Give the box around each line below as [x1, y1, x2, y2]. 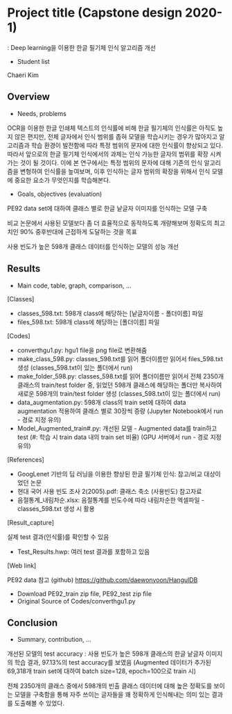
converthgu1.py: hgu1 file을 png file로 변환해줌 [17, 346, 148, 354]
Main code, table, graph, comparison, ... [17, 281, 132, 290]
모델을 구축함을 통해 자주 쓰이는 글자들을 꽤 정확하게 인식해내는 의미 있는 [14, 690, 211, 699]
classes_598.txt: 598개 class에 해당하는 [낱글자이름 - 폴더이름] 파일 [17, 309, 204, 317]
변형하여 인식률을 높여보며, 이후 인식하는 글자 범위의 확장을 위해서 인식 [19, 167, 211, 175]
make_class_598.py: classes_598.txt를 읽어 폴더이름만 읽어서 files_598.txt [17, 354, 224, 363]
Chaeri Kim [7, 71, 39, 79]
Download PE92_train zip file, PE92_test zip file [17, 589, 152, 598]
